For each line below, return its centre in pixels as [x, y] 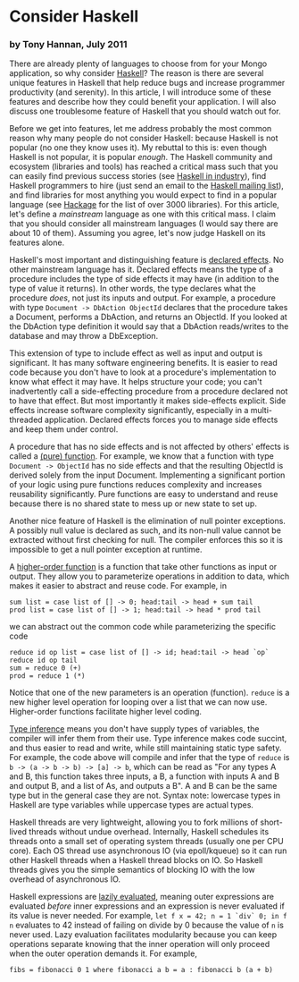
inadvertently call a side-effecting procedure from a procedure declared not [149, 392]
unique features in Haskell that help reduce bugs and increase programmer [147, 83]
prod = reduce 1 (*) [48, 676]
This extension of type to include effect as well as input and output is [136, 353]
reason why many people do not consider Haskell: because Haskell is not [144, 138]
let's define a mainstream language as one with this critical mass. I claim [143, 214]
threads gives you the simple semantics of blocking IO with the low [133, 870]
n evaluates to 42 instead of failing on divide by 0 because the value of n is [146, 925]
